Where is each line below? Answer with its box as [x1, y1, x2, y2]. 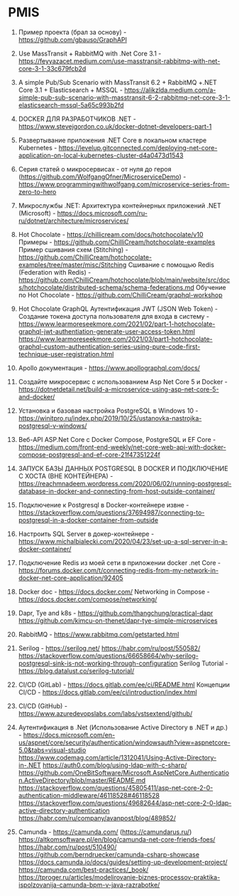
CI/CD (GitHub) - [18, 702, 68, 710]
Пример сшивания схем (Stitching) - [18, 245, 128, 253]
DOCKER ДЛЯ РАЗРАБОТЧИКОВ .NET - [18, 115, 137, 123]
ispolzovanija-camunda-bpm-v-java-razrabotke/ [18, 880, 160, 889]
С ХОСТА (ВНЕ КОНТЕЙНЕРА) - [18, 471, 113, 480]
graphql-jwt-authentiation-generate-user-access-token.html [18, 327, 196, 335]
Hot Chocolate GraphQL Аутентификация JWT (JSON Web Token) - [18, 304, 218, 313]
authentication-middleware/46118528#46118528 [18, 791, 160, 799]
